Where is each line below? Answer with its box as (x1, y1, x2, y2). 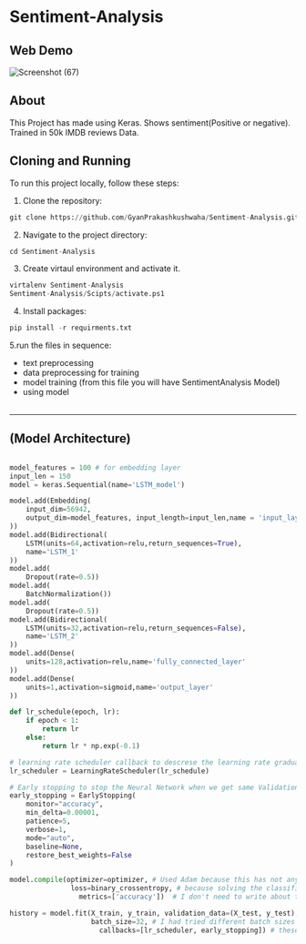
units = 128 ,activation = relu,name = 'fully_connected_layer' (25, 657, 247, 666)
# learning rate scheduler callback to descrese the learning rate (9, 757, 271, 766)
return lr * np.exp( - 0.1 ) (42, 741, 141, 750)
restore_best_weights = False (25, 850, 132, 859)
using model (22, 387, 70, 397)
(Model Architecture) (9, 431, 131, 447)
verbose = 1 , (25, 825, 67, 834)
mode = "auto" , (25, 833, 76, 843)
